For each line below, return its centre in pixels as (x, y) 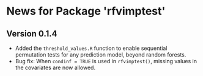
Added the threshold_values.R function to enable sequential (91, 48)
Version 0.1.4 (32, 34)
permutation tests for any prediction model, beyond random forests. (101, 55)
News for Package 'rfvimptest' (86, 11)
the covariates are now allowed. (55, 67)
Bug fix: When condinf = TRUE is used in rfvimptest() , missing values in (106, 61)
